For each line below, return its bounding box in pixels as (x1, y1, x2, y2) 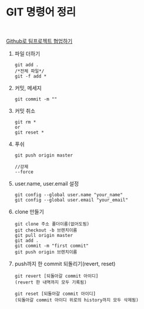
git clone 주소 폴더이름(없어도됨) (14, 221, 90, 227)
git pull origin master (14, 232, 73, 238)
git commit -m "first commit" (14, 243, 89, 249)
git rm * (14, 119, 36, 125)
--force (14, 169, 34, 175)
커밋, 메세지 (14, 84, 42, 92)
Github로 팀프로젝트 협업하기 (6, 37, 73, 44)
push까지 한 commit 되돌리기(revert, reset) (14, 260, 116, 267)
